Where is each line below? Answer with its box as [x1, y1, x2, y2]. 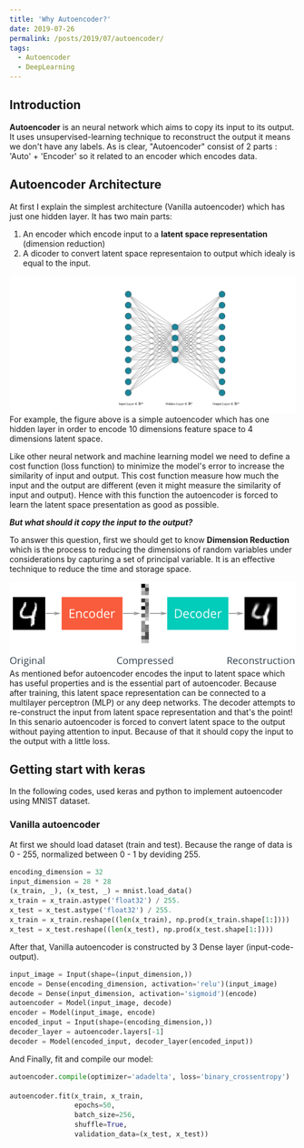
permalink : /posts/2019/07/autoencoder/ [9, 34, 165, 43]
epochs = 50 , [74, 1101, 116, 1110]
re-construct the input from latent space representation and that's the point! [9, 706, 293, 718]
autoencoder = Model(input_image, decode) [9, 999, 172, 1008]
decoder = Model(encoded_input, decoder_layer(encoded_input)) [9, 1037, 254, 1046]
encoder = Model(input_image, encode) [9, 1008, 156, 1018]
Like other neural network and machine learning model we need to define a [9, 450, 290, 461]
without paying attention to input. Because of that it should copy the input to [9, 726, 294, 737]
